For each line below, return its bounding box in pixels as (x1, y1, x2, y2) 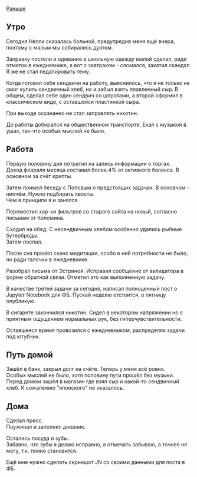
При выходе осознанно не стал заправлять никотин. (6, 109, 139, 117)
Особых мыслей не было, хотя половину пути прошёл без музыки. (6, 371, 175, 379)
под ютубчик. (6, 333, 40, 340)
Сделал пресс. (6, 417, 43, 424)
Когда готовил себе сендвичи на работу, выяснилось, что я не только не (6, 79, 191, 86)
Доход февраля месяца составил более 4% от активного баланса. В (6, 166, 179, 173)
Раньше (6, 5, 26, 12)
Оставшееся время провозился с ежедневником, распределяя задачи (6, 327, 185, 334)
